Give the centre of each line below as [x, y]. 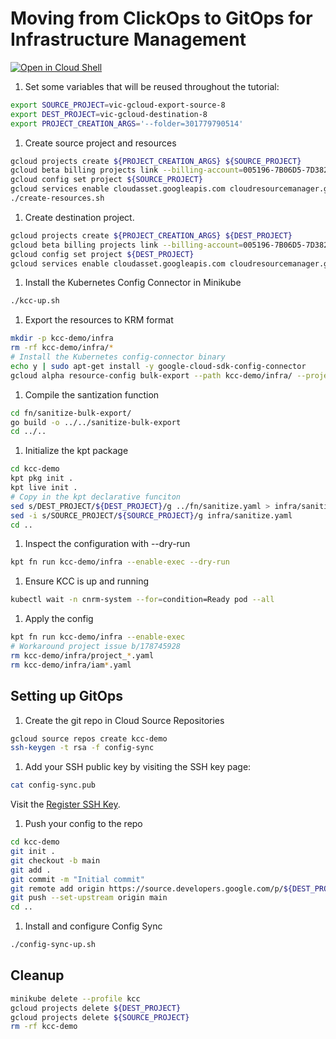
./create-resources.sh [57, 198]
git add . [31, 870]
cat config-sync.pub [53, 785]
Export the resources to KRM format [99, 320]
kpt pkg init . [42, 478]
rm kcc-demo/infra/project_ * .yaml [82, 655]
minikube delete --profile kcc [75, 998]
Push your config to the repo [83, 824]
